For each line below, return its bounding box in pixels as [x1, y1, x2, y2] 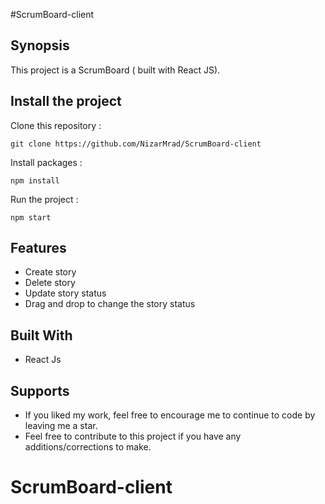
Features [10, 240, 67, 257]
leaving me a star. [24, 420, 98, 432]
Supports [10, 382, 70, 399]
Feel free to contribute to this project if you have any [24, 430, 242, 443]
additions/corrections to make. [24, 441, 152, 453]
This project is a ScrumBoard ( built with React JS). [10, 64, 221, 76]
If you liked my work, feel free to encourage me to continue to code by [24, 409, 316, 421]
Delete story [24, 277, 76, 289]
